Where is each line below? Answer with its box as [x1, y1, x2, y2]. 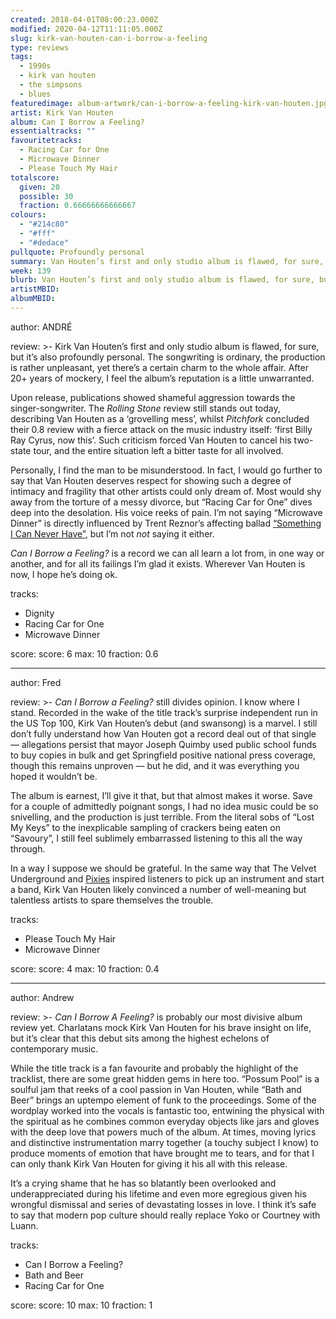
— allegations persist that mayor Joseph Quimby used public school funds [10, 738, 317, 750]
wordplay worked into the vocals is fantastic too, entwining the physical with [10, 1104, 325, 1116]
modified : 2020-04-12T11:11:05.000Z [10, 24, 163, 34]
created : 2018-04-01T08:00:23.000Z [10, 14, 159, 25]
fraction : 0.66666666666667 [19, 201, 137, 211]
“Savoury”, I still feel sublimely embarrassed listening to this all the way [10, 832, 303, 844]
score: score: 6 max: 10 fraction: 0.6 [10, 647, 159, 660]
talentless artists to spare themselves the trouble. [10, 894, 214, 906]
